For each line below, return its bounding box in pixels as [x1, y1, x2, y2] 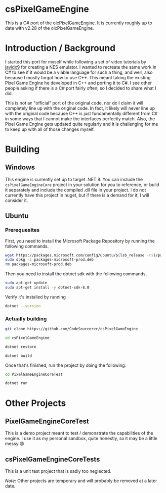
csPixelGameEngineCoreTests [5, 455, 100, 463]
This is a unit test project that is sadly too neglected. [5, 468, 112, 474]
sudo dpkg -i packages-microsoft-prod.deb [5, 257, 94, 262]
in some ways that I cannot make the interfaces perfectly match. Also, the [5, 115, 155, 122]
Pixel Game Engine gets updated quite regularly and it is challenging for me [5, 121, 158, 127]
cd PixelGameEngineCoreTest [5, 372, 63, 377]
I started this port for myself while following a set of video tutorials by [5, 58, 147, 65]
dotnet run [5, 381, 28, 386]
